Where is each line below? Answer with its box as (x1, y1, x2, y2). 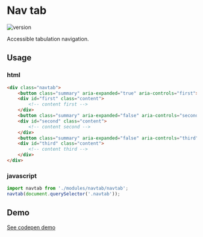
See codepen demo (7, 224, 56, 231)
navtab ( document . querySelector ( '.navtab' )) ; (7, 191, 120, 197)
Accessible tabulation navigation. (7, 35, 89, 42)
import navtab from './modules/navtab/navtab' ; (7, 185, 129, 192)
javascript (7, 171, 37, 180)
